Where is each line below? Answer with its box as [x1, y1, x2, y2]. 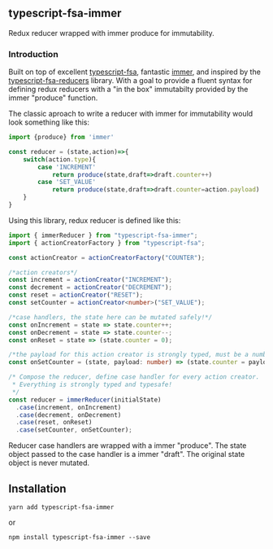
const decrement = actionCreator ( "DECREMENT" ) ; [8, 283, 173, 292]
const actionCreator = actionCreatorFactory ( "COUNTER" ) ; [8, 253, 206, 261]
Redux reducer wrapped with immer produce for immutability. [8, 28, 215, 37]
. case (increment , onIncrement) [15, 403, 122, 411]
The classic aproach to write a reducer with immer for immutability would [8, 109, 253, 119]
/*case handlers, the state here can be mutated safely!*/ [8, 313, 213, 321]
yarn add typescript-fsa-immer [8, 503, 115, 512]
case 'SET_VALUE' [37, 178, 96, 187]
